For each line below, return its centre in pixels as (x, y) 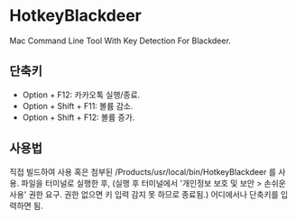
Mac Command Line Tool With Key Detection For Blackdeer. (120, 41)
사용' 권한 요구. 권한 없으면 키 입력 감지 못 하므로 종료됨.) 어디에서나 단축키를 (144, 194)
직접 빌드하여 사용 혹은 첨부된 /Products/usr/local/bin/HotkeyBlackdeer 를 (143, 171)
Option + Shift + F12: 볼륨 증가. (79, 117)
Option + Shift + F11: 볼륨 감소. (78, 105)
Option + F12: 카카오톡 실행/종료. (81, 95)
